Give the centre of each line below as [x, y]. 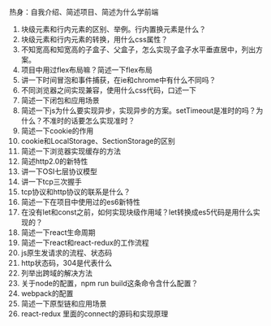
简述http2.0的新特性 [54, 161]
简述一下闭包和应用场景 [60, 100]
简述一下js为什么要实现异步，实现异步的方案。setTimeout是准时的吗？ [138, 111]
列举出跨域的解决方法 [56, 273]
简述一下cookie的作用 [57, 131]
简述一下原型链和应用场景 [64, 304]
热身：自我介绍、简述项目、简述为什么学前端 [84, 12]
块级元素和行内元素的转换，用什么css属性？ [95, 39]
